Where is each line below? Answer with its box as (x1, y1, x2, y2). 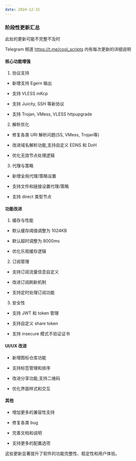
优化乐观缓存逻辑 (12, 248, 46, 254)
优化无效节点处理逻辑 (12, 152, 55, 158)
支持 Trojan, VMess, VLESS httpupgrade (12, 111, 92, 117)
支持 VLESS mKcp (12, 91, 48, 97)
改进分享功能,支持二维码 (12, 375, 60, 381)
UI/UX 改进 (5, 343, 27, 348)
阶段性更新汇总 (5, 24, 40, 31)
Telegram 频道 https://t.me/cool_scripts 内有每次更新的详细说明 (5, 46, 132, 52)
